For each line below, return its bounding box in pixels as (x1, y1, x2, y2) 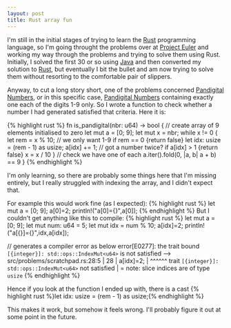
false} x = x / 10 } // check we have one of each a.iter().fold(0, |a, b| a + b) (7, 150, 217, 159)
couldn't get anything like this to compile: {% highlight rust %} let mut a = (7, 213, 216, 222)
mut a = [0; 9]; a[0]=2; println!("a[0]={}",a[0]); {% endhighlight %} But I (7, 206, 210, 215)
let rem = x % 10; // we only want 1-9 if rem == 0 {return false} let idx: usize (7, 135, 221, 144)
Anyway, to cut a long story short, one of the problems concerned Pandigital (7, 86, 224, 94)
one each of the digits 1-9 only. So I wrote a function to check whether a (7, 100, 212, 108)
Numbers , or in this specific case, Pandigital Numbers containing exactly (7, 93, 214, 101)
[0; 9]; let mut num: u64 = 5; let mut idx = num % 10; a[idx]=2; (7, 221, 184, 229)
